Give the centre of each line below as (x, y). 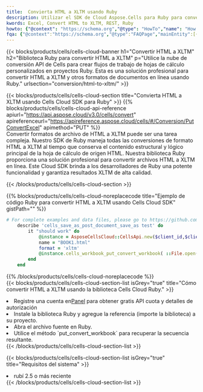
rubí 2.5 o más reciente (43, 376)
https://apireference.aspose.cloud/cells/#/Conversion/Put (122, 121)
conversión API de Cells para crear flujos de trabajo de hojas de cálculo (95, 65)
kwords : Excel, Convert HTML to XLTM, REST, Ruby (70, 23)
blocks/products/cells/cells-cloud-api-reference (66, 108)
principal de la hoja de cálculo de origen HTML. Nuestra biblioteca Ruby (96, 153)
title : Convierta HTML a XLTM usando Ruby (62, 12)
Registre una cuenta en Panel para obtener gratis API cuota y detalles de (104, 301)
